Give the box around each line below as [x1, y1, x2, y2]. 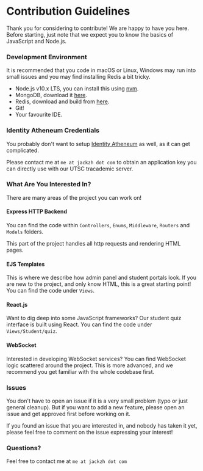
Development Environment [6, 53, 87, 61]
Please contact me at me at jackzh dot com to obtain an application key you [6, 158, 197, 166]
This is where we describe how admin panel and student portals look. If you [6, 274, 197, 282]
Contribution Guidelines [6, 4, 130, 18]
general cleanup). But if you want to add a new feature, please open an [6, 403, 185, 411]
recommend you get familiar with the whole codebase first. [6, 368, 155, 375]
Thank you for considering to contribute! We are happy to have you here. [6, 24, 189, 32]
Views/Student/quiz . [6, 327, 57, 335]
